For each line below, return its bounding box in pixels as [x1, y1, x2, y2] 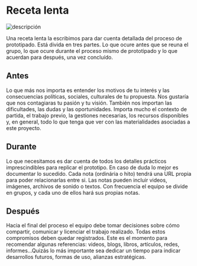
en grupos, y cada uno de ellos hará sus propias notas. [6, 189, 140, 196]
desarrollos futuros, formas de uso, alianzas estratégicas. [6, 254, 147, 261]
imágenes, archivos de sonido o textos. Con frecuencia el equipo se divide [6, 182, 188, 190]
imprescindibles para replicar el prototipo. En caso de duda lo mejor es [6, 164, 179, 171]
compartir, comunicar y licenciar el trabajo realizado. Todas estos [6, 228, 166, 235]
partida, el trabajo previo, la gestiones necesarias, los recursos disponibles [6, 112, 189, 119]
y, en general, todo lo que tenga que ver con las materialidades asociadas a [6, 118, 190, 125]
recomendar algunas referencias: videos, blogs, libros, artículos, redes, [6, 241, 180, 248]
